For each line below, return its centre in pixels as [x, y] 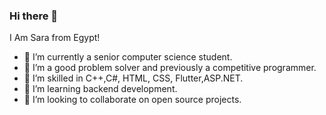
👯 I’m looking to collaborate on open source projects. [132, 100]
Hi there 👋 [34, 16]
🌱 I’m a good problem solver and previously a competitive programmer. [170, 68]
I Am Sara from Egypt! [55, 38]
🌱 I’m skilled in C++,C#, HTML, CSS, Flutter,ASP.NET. [133, 78]
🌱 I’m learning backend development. [100, 89]
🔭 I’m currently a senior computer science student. [128, 57]
